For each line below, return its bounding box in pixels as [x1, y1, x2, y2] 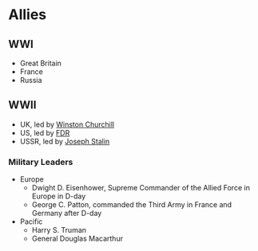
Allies [8, 6, 47, 24]
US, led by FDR [19, 127, 70, 137]
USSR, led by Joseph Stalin [19, 136, 110, 146]
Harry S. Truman [31, 226, 86, 235]
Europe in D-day [31, 191, 86, 201]
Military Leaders [8, 156, 73, 167]
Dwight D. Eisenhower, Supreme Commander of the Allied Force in [31, 183, 250, 193]
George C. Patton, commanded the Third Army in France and [31, 200, 232, 210]
